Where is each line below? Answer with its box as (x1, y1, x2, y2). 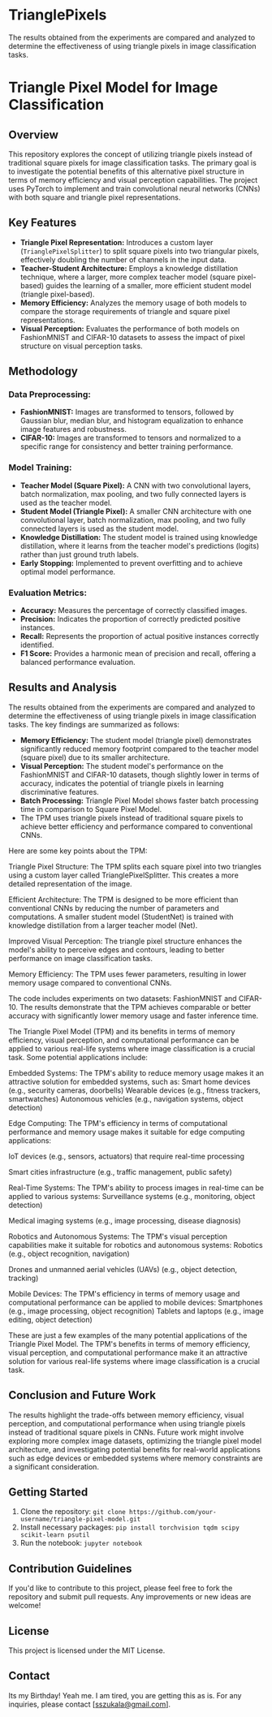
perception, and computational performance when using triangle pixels (8, 1418, 246, 1428)
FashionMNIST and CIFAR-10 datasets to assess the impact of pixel (19, 332, 245, 342)
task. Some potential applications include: (8, 1052, 149, 1062)
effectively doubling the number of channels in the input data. (19, 254, 227, 265)
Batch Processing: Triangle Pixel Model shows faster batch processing (19, 796, 259, 805)
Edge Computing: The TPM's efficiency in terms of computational (8, 1118, 228, 1128)
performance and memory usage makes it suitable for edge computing (8, 1127, 245, 1137)
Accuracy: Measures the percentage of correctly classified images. (19, 606, 248, 615)
